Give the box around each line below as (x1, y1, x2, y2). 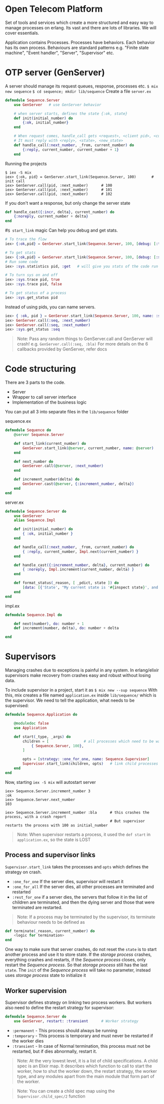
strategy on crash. (5, 869, 42, 875)
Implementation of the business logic (12, 399, 87, 405)
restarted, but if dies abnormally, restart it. (12, 1048, 97, 1054)
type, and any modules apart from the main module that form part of (17, 1073, 155, 1079)
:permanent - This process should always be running (12, 1027, 118, 1033)
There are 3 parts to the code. (5, 380, 65, 386)
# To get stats (5, 250, 36, 255)
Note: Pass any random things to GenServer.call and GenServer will (17, 336, 153, 342)
